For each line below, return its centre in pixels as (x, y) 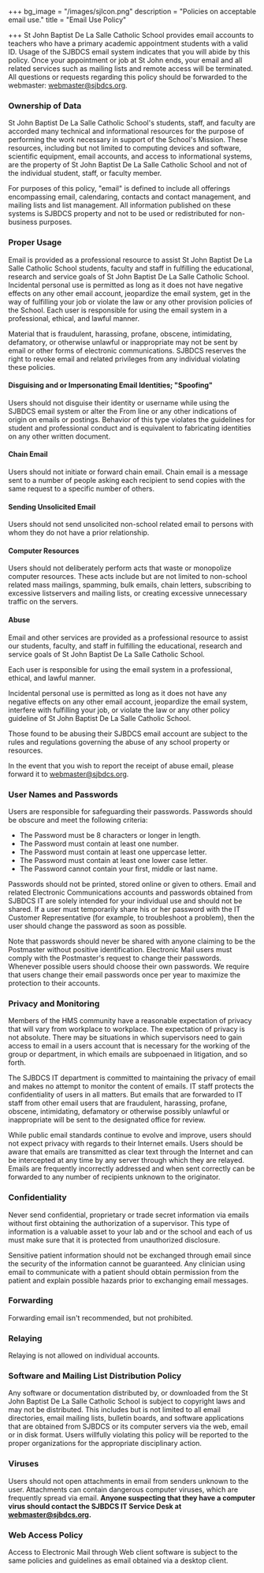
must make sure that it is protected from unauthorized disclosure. (114, 1240)
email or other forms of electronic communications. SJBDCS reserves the (127, 350)
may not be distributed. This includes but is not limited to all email (114, 1410)
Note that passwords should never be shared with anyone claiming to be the (132, 941)
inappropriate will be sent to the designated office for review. (107, 1120)
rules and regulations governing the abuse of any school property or (119, 742)
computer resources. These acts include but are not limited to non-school (128, 577)
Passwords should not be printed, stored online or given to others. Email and (132, 884)
